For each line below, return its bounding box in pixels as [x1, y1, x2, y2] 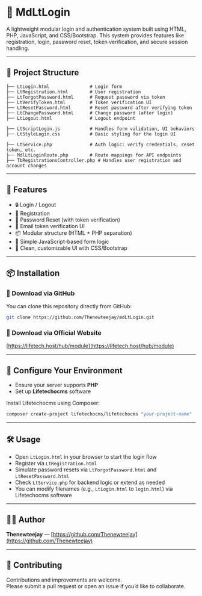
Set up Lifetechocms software [14, 388, 91, 395]
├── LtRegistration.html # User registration [6, 88, 141, 95]
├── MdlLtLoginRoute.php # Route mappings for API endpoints [6, 152, 182, 158]
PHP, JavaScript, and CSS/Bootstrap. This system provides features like [6, 31, 185, 39]
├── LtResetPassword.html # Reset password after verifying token [6, 105, 192, 111]
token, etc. [6, 147, 36, 153]
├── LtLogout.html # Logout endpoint [6, 115, 136, 121]
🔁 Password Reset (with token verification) [14, 216, 120, 223]
